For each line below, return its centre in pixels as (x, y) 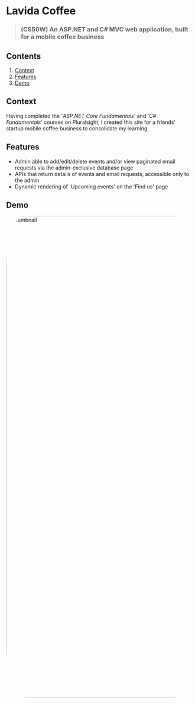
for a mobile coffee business (62, 37)
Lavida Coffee (41, 11)
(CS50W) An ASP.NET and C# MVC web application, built (104, 30)
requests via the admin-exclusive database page (74, 168)
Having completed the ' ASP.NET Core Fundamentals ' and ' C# (81, 116)
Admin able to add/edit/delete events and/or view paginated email (95, 161)
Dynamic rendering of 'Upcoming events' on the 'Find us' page (91, 186)
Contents (24, 56)
